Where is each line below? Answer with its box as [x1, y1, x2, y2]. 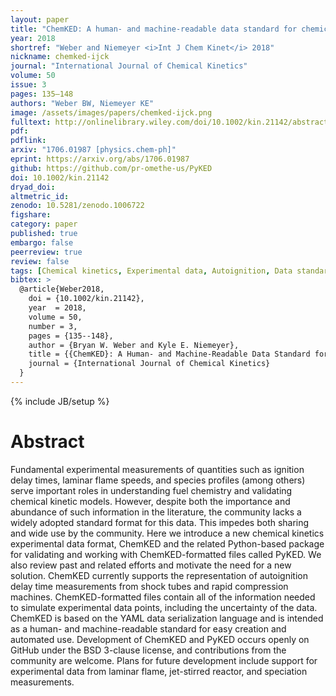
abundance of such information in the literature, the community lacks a [10, 506, 302, 518]
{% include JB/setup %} [10, 395, 110, 407]
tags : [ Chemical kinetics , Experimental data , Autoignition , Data [10, 266, 293, 276]
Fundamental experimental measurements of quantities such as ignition [10, 463, 305, 475]
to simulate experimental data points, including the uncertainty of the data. [10, 601, 318, 613]
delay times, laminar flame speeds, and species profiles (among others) [10, 474, 306, 486]
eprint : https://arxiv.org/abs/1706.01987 [10, 154, 190, 164]
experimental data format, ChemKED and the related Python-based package [10, 537, 325, 550]
